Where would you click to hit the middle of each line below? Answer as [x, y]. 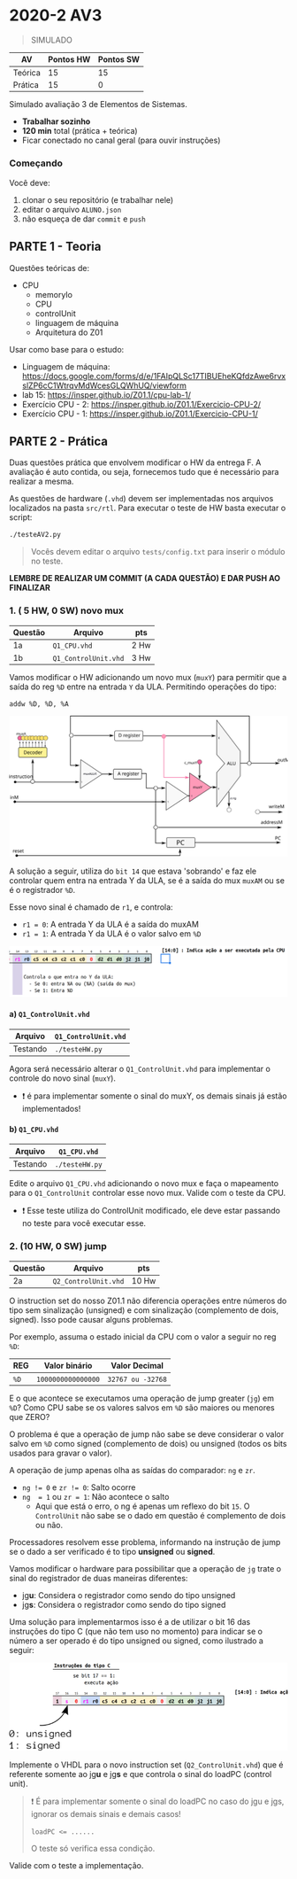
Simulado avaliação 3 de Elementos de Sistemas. [99, 105]
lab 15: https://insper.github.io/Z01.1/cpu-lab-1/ [107, 394]
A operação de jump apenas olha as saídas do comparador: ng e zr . [133, 1471]
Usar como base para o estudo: [67, 349]
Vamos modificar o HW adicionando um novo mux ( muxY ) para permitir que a [148, 678]
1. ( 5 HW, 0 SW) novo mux [67, 610]
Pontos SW [118, 59]
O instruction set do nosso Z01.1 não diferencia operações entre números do [148, 1301]
